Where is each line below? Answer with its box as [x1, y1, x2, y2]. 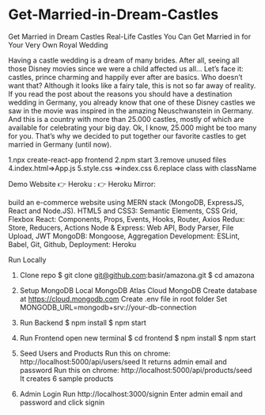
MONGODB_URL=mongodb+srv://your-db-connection [19, 303, 197, 312]
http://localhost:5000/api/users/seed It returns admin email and [19, 356, 227, 366]
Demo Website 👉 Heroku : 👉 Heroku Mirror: [8, 179, 157, 188]
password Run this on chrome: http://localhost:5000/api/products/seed [19, 365, 252, 375]
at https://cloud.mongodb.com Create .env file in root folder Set [19, 294, 228, 303]
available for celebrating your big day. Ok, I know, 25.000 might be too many [8, 123, 257, 132]
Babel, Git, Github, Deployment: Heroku [8, 239, 137, 249]
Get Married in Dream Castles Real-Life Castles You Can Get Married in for [8, 32, 252, 41]
